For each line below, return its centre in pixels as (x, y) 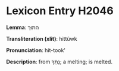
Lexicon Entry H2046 (60, 11)
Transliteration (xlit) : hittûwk (42, 38)
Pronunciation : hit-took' (36, 50)
